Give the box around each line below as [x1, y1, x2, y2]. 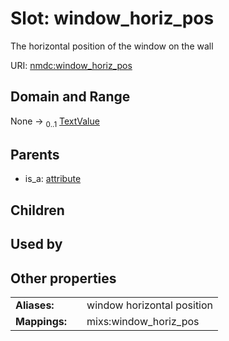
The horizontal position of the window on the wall [10, 40, 214, 52]
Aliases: [15, 298, 55, 312]
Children [10, 202, 65, 219]
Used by [10, 236, 63, 253]
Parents [10, 146, 60, 163]
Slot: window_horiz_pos [10, 7, 215, 30]
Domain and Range [10, 88, 131, 106]
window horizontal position [86, 298, 214, 312]
